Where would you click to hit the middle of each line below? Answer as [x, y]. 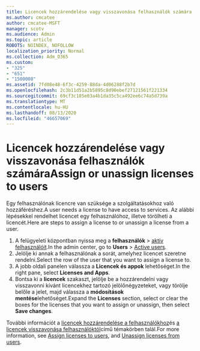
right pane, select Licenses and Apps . [62, 273]
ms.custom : [20, 62]
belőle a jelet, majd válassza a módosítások [69, 292]
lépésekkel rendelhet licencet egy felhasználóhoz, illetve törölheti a [89, 216]
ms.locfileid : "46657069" [38, 118]
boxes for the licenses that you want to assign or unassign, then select [102, 305]
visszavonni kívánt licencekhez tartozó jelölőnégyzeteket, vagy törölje [101, 286]
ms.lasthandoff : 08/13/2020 [41, 113]
